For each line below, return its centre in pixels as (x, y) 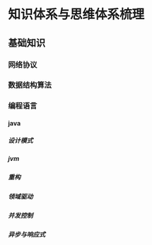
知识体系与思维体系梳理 (76, 14)
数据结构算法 (30, 85)
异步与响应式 (27, 234)
